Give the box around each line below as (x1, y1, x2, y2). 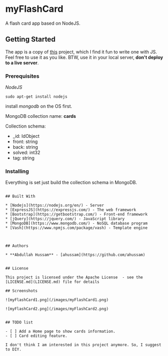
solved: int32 (12, 150, 40, 156)
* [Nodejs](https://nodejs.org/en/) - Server (5, 203, 104, 208)
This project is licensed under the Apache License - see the (5, 275, 143, 280)
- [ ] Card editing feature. (5, 333, 68, 339)
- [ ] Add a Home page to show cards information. (5, 329, 116, 334)
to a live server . (5, 60, 39, 66)
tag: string (12, 155, 35, 161)
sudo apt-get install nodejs (5, 94, 68, 99)
